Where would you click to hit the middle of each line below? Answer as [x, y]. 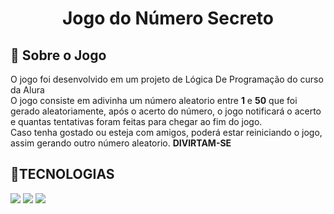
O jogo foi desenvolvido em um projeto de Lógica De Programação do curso [167, 79]
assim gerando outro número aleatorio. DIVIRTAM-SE [121, 143]
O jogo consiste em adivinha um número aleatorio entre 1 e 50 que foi [154, 100]
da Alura [27, 90]
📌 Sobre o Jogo [58, 55]
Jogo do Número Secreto [168, 18]
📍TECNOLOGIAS [62, 174]
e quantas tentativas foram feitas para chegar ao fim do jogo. [136, 121]
